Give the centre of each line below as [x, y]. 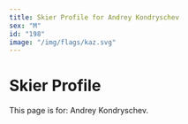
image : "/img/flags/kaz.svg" [63, 42]
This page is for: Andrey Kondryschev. [79, 111]
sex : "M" [25, 26]
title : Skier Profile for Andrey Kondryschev [94, 17]
